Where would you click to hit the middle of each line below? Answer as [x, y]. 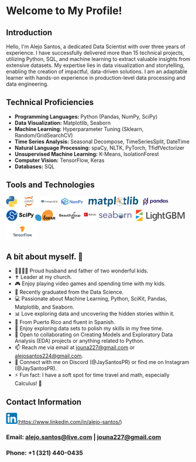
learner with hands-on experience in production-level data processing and [96, 78]
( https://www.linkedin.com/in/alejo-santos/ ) [70, 422]
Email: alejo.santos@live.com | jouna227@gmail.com [84, 437]
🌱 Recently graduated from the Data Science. [69, 292]
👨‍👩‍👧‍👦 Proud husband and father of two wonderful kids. [81, 271]
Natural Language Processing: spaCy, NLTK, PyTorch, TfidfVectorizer [99, 147]
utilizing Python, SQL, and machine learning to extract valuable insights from [98, 59]
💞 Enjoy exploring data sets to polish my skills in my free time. [89, 328]
